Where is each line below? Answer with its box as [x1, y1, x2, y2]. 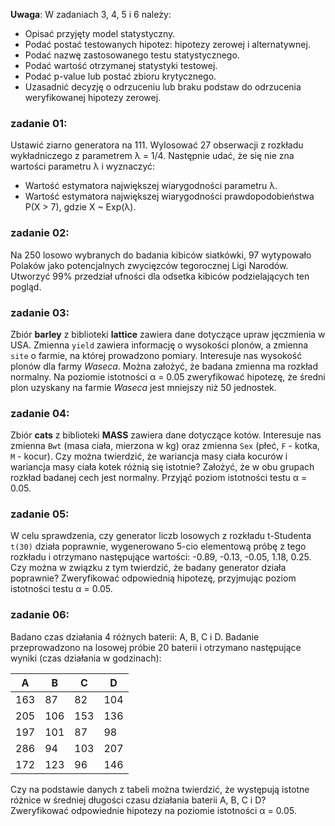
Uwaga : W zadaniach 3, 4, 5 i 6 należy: [10, 9, 172, 20]
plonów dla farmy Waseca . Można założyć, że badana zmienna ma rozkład [10, 360, 319, 372]
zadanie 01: [10, 116, 68, 130]
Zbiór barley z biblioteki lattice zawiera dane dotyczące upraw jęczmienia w [10, 328, 326, 340]
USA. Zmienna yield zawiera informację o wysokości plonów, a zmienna [10, 339, 309, 351]
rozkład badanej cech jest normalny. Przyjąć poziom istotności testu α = [10, 472, 308, 484]
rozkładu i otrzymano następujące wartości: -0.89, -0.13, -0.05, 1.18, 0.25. [10, 551, 312, 563]
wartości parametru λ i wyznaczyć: [10, 160, 156, 173]
